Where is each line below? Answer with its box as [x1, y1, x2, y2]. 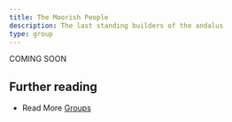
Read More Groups [21, 103, 91, 113]
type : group [9, 29, 53, 38]
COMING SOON [9, 54, 67, 65]
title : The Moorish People [9, 12, 109, 22]
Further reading [9, 79, 97, 94]
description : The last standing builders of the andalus [9, 21, 224, 30]
